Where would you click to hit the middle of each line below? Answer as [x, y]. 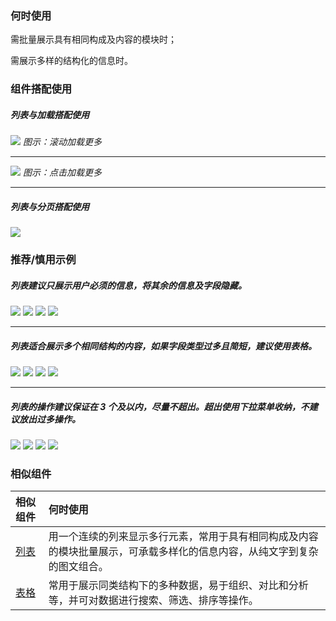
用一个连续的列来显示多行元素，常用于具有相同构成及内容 [183, 537]
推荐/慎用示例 [43, 260]
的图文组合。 [78, 567]
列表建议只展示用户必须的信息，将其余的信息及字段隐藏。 [128, 285]
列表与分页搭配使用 [50, 206]
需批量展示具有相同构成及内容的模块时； [93, 39]
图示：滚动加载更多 [62, 142]
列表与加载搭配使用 [50, 114]
